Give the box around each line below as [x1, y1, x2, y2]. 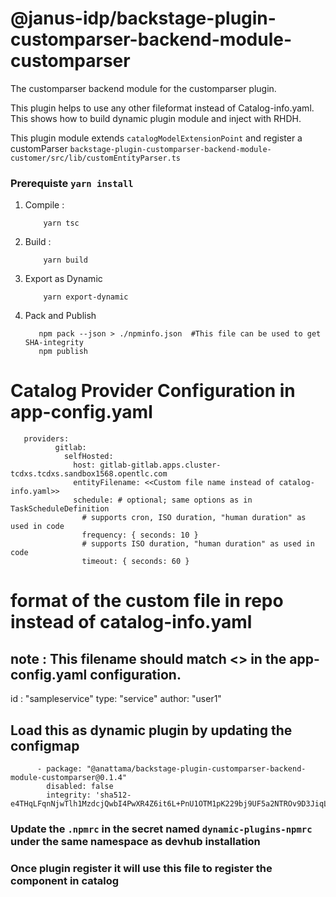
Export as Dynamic [24, 273, 103, 285]
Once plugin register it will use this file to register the [10, 861, 273, 875]
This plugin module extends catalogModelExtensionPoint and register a [10, 132, 303, 144]
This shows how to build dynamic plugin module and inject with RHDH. [10, 112, 302, 124]
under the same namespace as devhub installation [10, 834, 261, 848]
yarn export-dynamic [43, 292, 129, 302]
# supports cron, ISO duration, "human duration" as [81, 513, 307, 523]
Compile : [24, 199, 65, 211]
